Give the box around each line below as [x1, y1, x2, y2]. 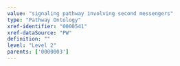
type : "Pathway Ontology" [7, 16, 81, 23]
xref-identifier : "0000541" [7, 23, 88, 30]
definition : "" [7, 36, 51, 43]
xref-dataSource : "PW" [7, 29, 72, 36]
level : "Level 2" [7, 42, 57, 49]
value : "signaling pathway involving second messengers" [7, 10, 174, 17]
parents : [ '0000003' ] [7, 49, 69, 56]
